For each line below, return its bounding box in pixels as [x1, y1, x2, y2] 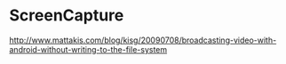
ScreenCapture [9, 5, 124, 26]
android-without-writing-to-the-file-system [9, 44, 168, 54]
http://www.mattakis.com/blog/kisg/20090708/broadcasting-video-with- [9, 35, 277, 45]
